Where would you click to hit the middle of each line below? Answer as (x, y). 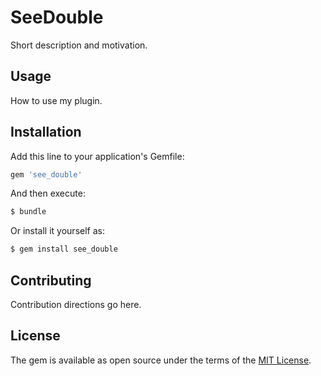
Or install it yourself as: (57, 231)
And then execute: (48, 193)
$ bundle (28, 212)
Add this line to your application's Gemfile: (97, 156)
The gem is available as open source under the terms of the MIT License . (161, 360)
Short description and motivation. (79, 45)
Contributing (51, 280)
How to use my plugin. (56, 100)
